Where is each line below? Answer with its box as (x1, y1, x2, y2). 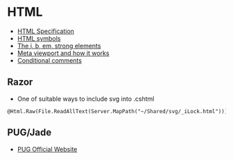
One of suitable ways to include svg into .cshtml (17, 94, 155, 103)
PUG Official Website (17, 145, 78, 153)
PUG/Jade (7, 127, 52, 139)
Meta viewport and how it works (17, 49, 110, 57)
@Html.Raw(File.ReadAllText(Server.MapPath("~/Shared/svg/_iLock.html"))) (7, 108, 228, 114)
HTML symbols (17, 34, 61, 42)
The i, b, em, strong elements (17, 41, 101, 50)
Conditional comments (17, 56, 82, 64)
